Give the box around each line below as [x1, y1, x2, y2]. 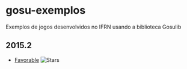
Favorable [14, 56, 40, 63]
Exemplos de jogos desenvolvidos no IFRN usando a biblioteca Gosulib [5, 23, 182, 30]
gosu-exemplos [5, 4, 86, 17]
